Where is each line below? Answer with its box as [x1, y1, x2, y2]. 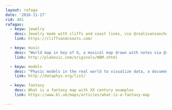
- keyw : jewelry [10, 27, 45, 32]
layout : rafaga [5, 7, 38, 13]
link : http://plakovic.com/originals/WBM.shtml [14, 55, 118, 60]
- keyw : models [10, 64, 42, 69]
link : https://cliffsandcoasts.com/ [14, 36, 93, 41]
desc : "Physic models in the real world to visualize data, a [14, 69, 150, 74]
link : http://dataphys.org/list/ [14, 74, 86, 79]
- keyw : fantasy [10, 83, 45, 88]
